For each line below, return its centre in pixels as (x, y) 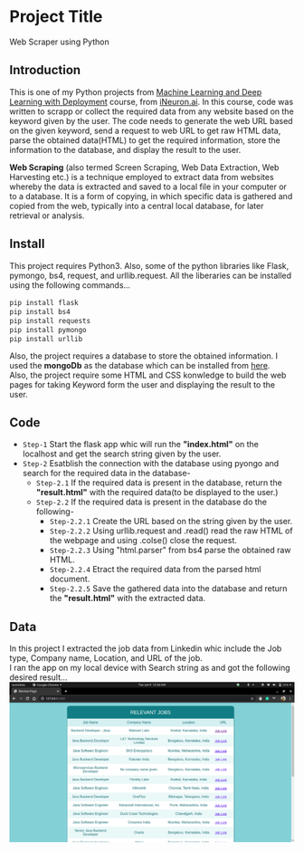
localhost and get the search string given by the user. (122, 454)
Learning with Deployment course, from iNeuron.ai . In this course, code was (152, 101)
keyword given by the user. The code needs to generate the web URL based (151, 120)
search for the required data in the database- (107, 474)
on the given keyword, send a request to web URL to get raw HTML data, (145, 130)
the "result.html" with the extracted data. (128, 598)
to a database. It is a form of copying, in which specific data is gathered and (151, 196)
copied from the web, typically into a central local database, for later (137, 206)
